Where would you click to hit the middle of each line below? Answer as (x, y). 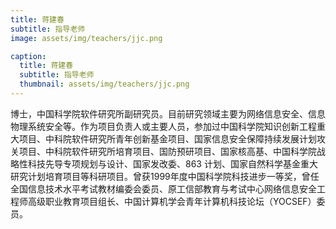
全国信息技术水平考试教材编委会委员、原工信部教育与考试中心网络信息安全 (163, 188)
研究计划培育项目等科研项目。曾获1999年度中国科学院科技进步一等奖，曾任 (165, 176)
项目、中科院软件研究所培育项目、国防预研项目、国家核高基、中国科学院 (167, 151)
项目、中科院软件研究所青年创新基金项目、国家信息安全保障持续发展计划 (167, 138)
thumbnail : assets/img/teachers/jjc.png (104, 84)
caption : (28, 56)
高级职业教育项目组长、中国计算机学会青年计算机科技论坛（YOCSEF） (172, 201)
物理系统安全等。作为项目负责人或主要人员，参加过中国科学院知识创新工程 (163, 126)
